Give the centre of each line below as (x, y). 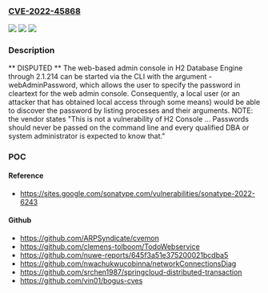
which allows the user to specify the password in (160, 85)
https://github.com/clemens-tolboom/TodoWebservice (110, 247)
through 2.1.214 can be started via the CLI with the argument (108, 76)
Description (32, 50)
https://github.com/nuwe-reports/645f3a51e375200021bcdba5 (124, 255)
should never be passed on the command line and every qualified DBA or (129, 127)
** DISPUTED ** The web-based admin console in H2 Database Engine (126, 68)
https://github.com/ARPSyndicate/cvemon (90, 238)
